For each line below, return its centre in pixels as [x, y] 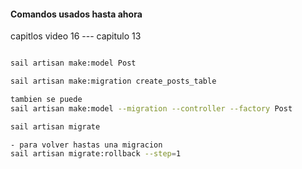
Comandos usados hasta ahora [76, 14]
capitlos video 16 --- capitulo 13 [76, 36]
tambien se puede [46, 99]
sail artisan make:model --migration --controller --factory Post [151, 108]
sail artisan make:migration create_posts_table [113, 81]
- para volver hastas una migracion [86, 145]
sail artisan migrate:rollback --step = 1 [96, 154]
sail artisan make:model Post [73, 63]
